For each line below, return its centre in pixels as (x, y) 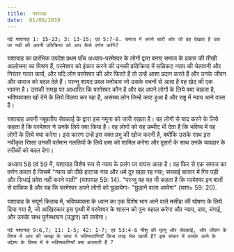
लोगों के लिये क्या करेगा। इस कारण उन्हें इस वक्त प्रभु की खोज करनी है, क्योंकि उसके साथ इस (109, 134)
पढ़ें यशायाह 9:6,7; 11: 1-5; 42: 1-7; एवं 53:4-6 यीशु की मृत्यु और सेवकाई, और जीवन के (117, 230)
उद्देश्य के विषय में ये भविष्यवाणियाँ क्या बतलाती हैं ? (60, 242)
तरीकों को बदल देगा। (31, 150)
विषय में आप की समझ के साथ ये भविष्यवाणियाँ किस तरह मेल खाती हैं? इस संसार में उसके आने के (111, 236)
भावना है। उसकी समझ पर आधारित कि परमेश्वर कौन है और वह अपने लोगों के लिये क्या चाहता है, (111, 89)
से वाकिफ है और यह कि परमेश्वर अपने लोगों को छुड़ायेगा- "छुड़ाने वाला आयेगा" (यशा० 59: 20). (112, 187)
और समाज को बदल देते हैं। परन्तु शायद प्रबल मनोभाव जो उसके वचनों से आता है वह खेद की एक (110, 81)
